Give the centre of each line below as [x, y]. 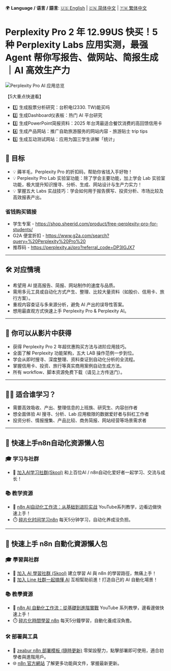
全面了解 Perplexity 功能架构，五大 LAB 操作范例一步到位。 [75, 353]
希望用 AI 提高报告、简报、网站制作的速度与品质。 [65, 285]
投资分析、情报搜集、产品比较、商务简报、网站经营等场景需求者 [79, 420]
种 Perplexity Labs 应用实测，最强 [77, 45]
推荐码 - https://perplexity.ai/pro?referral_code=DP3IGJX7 [74, 248]
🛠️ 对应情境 [23, 270]
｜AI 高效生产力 [38, 70]
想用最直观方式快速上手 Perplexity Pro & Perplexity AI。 [71, 310]
